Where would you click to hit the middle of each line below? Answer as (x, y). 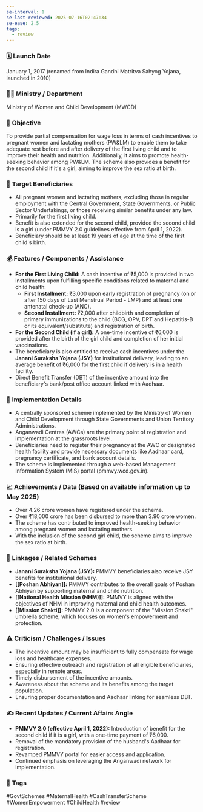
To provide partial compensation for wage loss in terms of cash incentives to (102, 136)
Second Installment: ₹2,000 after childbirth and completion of (102, 313)
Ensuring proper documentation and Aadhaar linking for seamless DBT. (104, 697)
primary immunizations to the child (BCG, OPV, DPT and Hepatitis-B (108, 319)
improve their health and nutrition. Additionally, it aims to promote (88, 155)
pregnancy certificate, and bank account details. (75, 458)
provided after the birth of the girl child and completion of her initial (99, 338)
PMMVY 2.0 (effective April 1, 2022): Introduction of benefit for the (100, 729)
